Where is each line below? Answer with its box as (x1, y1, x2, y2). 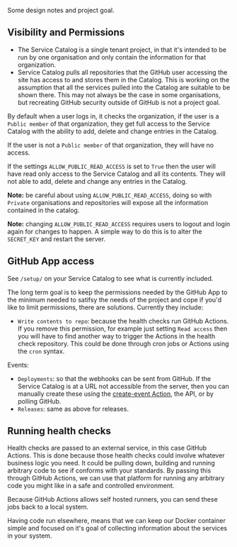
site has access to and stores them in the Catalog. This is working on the (17, 75, 230, 84)
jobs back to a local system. (7, 503, 89, 512)
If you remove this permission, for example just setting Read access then (17, 324, 228, 333)
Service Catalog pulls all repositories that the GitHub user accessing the (17, 67, 228, 77)
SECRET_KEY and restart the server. (7, 234, 106, 243)
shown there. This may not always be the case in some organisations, (17, 90, 221, 99)
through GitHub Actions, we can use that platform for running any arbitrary (7, 474, 225, 482)
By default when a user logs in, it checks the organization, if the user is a (7, 111, 219, 120)
